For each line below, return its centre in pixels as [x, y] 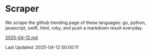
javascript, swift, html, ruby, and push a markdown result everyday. [74, 27]
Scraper [22, 9]
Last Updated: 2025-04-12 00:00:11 [42, 47]
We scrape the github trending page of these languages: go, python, [76, 22]
